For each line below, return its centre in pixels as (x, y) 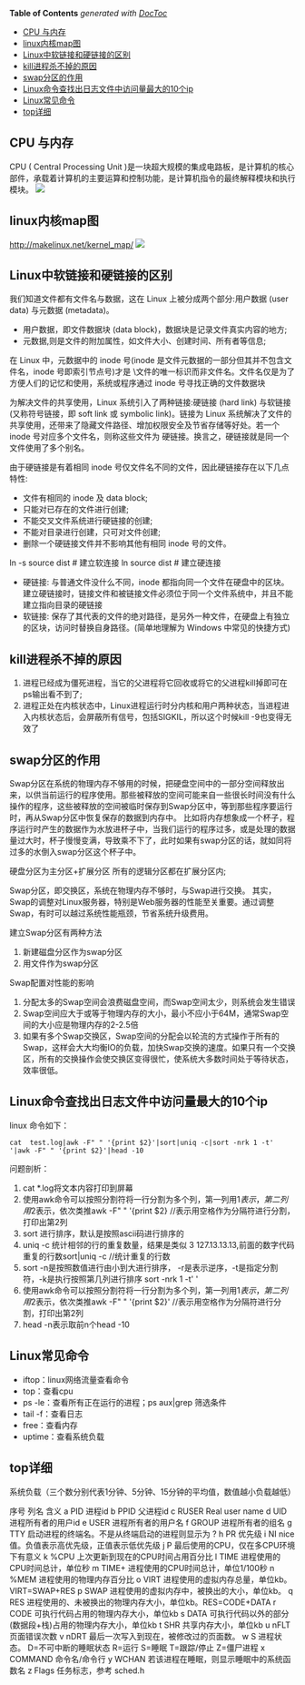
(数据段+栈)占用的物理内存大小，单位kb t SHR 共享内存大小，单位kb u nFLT (150, 1625)
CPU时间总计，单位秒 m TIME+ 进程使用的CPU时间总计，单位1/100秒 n (142, 1568)
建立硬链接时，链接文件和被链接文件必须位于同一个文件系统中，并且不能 (157, 594)
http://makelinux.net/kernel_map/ (72, 244)
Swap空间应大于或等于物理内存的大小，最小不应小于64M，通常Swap (152, 1013)
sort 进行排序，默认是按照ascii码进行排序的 (103, 1233)
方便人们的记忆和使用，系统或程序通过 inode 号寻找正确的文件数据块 (138, 383)
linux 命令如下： (39, 1125)
